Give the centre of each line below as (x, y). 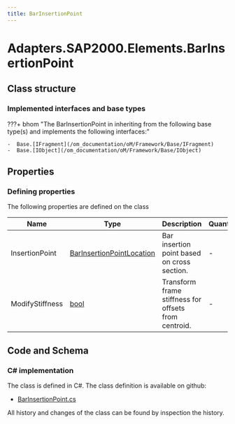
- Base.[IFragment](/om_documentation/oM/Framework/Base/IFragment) (111, 144)
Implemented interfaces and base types (76, 109)
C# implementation (41, 370)
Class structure (42, 89)
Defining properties (41, 191)
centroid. (177, 326)
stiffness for (181, 300)
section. (175, 271)
